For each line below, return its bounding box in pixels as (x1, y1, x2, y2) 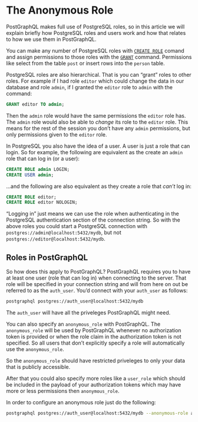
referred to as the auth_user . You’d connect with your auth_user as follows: (6, 287, 188, 294)
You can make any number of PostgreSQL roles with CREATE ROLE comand (6, 47, 184, 54)
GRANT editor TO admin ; (6, 101, 65, 107)
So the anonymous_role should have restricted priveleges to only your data (6, 357, 186, 364)
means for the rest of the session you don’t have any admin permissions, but (6, 125, 190, 132)
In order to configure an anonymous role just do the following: (6, 399, 156, 405)
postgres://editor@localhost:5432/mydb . (6, 235, 105, 242)
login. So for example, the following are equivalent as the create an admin (6, 148, 183, 155)
